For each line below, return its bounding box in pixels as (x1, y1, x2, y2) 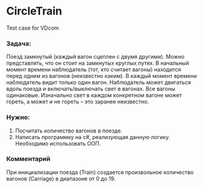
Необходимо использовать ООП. (15, 140, 101, 147)
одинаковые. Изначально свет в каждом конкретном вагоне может (6, 92, 182, 99)
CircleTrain (6, 4, 62, 18)
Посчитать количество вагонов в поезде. (15, 127, 122, 134)
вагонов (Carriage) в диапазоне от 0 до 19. (6, 175, 116, 182)
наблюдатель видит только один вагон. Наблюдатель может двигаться (6, 79, 191, 86)
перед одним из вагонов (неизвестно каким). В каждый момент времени (6, 73, 197, 80)
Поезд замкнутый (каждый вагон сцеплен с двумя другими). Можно (6, 53, 185, 60)
